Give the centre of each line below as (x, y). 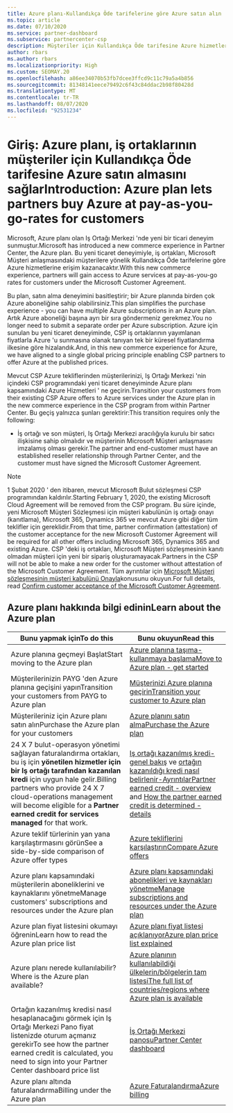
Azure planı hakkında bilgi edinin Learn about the (114, 608)
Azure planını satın (159, 716)
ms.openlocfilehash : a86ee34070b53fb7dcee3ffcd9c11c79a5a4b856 (101, 78)
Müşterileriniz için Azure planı (59, 716)
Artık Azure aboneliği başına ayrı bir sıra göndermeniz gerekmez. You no (110, 318)
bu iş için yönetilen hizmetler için (66, 761)
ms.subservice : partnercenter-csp (57, 40)
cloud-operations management (62, 796)
